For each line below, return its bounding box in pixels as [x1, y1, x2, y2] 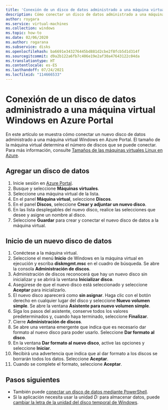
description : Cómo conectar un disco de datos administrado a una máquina [5, 12, 165, 17]
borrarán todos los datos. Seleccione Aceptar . [12, 356, 109, 362]
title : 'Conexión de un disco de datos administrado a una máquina [5, 7, 149, 12]
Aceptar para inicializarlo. [12, 287, 66, 293]
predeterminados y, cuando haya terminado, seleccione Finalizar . [12, 313, 149, 319]
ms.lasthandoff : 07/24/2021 [5, 68, 64, 73]
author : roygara [5, 16, 39, 21]
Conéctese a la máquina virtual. [12, 250, 78, 256]
